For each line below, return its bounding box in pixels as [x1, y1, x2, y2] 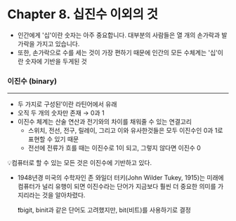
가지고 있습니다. [36, 39, 80, 48]
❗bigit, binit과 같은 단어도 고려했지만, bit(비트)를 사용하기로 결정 [17, 206, 191, 214]
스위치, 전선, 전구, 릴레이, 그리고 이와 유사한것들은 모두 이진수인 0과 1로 [27, 127, 223, 135]
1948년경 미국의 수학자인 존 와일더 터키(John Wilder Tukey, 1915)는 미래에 [17, 173, 224, 182]
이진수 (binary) [7, 76, 58, 86]
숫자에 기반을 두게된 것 [25, 57, 88, 65]
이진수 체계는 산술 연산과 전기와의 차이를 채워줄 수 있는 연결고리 [17, 117, 192, 126]
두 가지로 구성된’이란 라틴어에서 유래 [17, 100, 117, 108]
